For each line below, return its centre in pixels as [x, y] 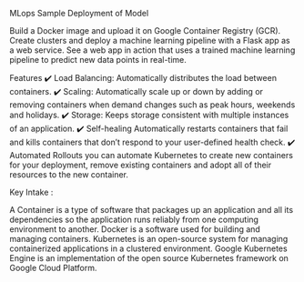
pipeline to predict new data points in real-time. [98, 60]
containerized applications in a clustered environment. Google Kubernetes [149, 248]
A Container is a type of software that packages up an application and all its [152, 210]
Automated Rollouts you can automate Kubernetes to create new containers [152, 155]
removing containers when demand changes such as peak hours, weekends [152, 105]
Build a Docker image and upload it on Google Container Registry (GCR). [145, 30]
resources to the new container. [69, 175]
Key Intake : [31, 192]
